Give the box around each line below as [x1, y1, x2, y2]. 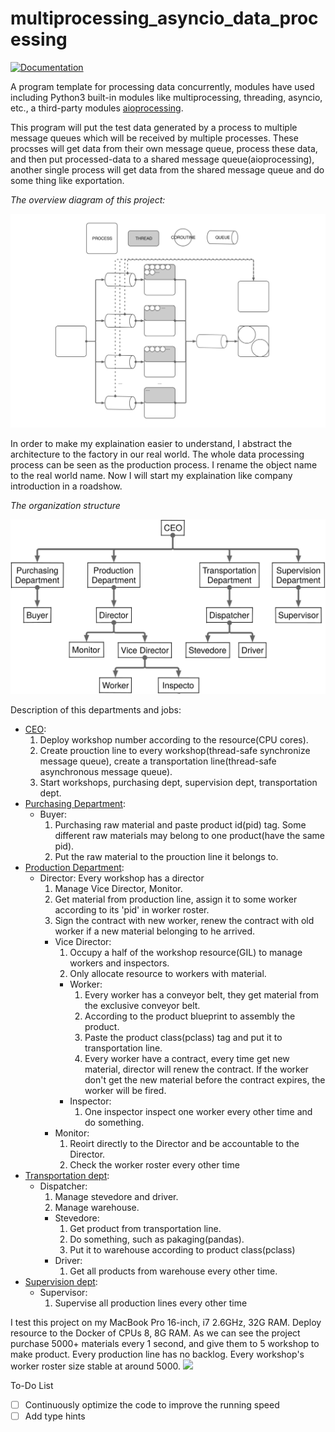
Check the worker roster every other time [69, 1159, 240, 1171]
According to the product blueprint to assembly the [84, 1010, 296, 1022]
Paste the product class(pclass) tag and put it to [84, 1032, 283, 1044]
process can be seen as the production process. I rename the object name [10, 459, 318, 471]
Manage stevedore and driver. [54, 1191, 179, 1203]
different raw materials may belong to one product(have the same [54, 830, 325, 842]
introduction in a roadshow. [10, 480, 123, 492]
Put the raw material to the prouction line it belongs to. [54, 851, 279, 863]
